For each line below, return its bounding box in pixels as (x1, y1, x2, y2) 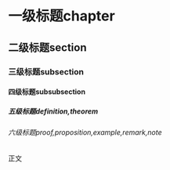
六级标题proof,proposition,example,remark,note (8, 128, 162, 137)
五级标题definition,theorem (8, 107, 99, 116)
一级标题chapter (8, 7, 115, 25)
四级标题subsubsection (8, 87, 86, 96)
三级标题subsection (8, 66, 85, 77)
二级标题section (8, 41, 87, 54)
